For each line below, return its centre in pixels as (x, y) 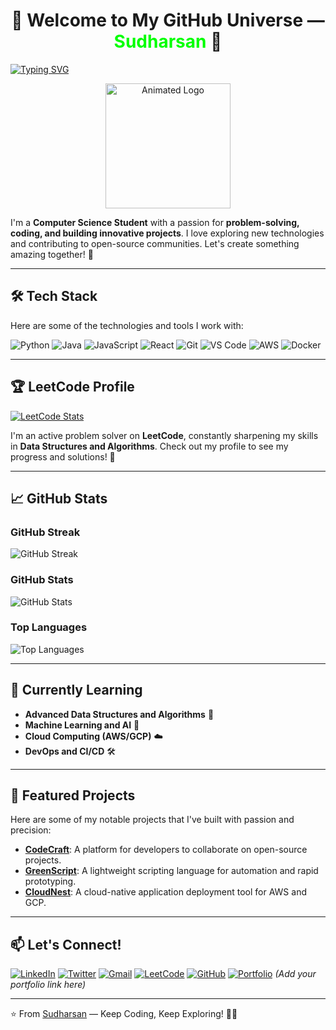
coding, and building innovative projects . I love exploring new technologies (167, 233)
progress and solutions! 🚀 (63, 456)
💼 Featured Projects (73, 795)
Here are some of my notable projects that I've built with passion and (152, 820)
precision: (31, 830)
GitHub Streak (45, 532)
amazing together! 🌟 (52, 254)
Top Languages (49, 627)
